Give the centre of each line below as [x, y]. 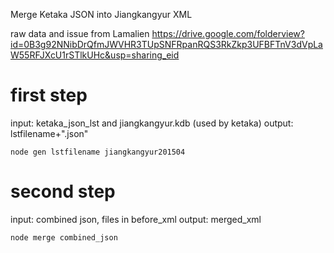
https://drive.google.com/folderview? [228, 33]
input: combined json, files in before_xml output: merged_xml [136, 219]
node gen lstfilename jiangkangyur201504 [98, 152]
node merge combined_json [64, 237]
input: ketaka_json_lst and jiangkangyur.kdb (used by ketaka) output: [152, 123]
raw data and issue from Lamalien [80, 33]
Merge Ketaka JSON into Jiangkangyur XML [101, 14]
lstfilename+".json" [49, 133]
